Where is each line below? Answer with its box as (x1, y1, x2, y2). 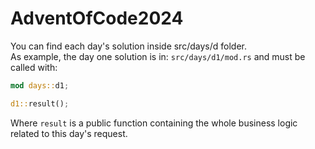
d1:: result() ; (10, 98, 70, 109)
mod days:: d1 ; (10, 80, 70, 91)
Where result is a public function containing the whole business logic (10, 117, 298, 129)
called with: (10, 61, 58, 73)
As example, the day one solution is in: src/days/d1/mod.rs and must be (10, 50, 306, 62)
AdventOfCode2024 (10, 7, 184, 30)
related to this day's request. (10, 127, 128, 139)
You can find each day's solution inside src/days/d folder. (10, 40, 247, 52)
